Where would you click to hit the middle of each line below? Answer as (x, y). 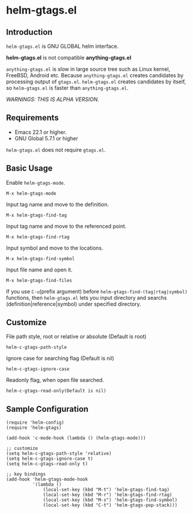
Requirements (32, 118)
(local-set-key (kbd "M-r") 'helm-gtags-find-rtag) (108, 495)
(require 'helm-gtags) (34, 428)
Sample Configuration (47, 409)
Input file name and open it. (39, 270)
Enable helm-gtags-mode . (36, 182)
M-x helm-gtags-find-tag (36, 215)
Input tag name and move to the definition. (58, 204)
